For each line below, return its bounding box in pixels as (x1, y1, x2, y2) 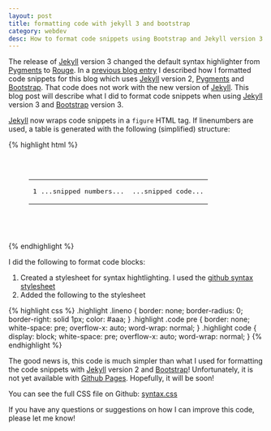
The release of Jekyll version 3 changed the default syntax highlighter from (8, 57, 260, 67)
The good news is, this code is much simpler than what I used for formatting (8, 356, 264, 366)
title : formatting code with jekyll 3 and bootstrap (8, 19, 191, 28)
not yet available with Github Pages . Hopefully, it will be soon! (8, 373, 215, 383)
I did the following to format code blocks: (8, 257, 146, 267)
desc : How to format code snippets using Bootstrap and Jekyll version (8, 34, 256, 43)
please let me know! (8, 413, 75, 423)
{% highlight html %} (8, 140, 79, 150)
